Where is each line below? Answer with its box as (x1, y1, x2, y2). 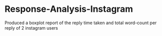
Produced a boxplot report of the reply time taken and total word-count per (4, 20, 157, 26)
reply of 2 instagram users (4, 25, 58, 31)
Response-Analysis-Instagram (4, 3, 133, 15)
